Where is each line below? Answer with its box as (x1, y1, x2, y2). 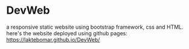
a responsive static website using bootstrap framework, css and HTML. (6, 23, 184, 30)
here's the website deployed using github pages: (6, 29, 128, 36)
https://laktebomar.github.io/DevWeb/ (6, 36, 100, 43)
